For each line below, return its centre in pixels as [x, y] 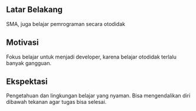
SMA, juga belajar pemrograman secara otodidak [66, 24]
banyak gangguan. [29, 63]
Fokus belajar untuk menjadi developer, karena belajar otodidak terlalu [92, 57]
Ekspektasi [27, 82]
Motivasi [22, 43]
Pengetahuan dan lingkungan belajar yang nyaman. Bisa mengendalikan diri [98, 96]
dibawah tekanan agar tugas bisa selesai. [56, 102]
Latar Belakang [35, 10]
